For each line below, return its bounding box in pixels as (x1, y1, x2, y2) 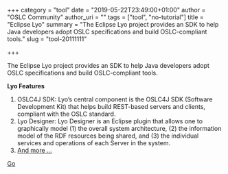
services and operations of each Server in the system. (16, 139, 171, 147)
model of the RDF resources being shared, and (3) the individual (16, 132, 199, 140)
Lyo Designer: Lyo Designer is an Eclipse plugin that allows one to (16, 117, 203, 125)
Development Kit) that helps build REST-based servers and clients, (16, 103, 206, 110)
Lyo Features (7, 82, 45, 90)
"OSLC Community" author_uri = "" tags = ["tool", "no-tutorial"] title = (7, 13, 204, 21)
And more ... (16, 147, 53, 154)
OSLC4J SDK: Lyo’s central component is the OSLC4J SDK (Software (16, 95, 213, 103)
